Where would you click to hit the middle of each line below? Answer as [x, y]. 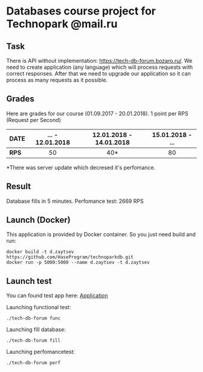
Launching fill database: [36, 330]
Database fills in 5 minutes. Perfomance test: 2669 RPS [75, 201]
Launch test [29, 281]
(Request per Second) [34, 120]
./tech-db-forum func [34, 318]
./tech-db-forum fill [34, 341]
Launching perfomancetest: [41, 352]
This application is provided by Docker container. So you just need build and [101, 234]
